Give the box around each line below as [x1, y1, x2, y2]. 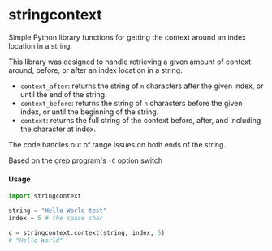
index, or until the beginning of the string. [19, 107, 159, 117]
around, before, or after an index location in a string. [8, 65, 183, 74]
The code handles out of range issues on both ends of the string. [8, 139, 226, 149]
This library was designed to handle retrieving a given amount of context [8, 57, 252, 66]
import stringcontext [8, 192, 82, 200]
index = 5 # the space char [8, 214, 104, 222]
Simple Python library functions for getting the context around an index [8, 32, 246, 42]
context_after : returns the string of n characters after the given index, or [19, 81, 264, 91]
